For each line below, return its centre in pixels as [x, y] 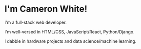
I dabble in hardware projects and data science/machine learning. [70, 41]
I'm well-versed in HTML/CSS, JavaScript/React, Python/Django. [70, 32]
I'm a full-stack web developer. [36, 22]
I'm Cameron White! [46, 9]
